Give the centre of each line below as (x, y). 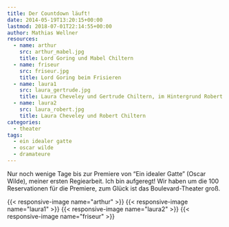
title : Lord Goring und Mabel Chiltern (77, 58)
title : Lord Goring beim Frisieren (70, 77)
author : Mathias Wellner (43, 33)
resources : (23, 39)
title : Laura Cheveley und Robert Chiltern (83, 116)
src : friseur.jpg (44, 71)
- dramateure (32, 154)
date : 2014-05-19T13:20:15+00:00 (55, 20)
